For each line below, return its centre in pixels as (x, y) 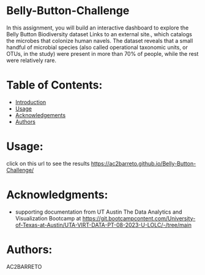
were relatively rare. (32, 60)
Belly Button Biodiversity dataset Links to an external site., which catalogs (99, 34)
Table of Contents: (54, 85)
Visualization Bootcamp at (48, 218)
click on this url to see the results (48, 163)
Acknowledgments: (57, 195)
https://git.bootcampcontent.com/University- (139, 218)
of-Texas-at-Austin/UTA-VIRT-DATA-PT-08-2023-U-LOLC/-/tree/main (103, 225)
